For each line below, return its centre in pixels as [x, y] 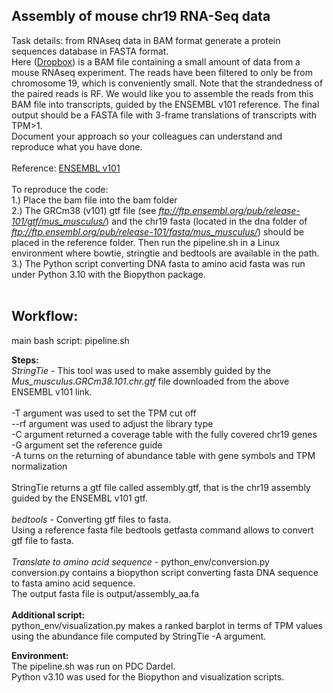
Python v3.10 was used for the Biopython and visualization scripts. [148, 676]
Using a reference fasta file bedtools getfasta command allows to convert [162, 530]
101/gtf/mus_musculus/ [59, 221]
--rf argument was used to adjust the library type [112, 423]
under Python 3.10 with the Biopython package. [108, 274]
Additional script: [48, 615]
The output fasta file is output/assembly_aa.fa [105, 593]
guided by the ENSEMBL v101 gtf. [79, 498]
